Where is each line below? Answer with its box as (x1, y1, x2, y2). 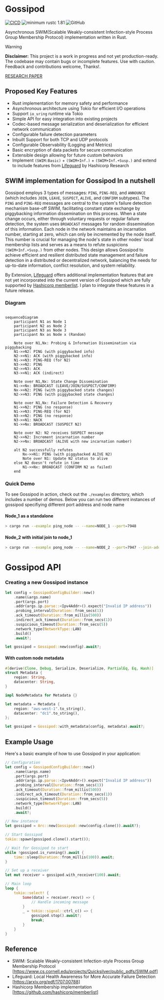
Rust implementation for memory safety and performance (12, 100, 128, 106)
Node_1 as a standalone (5, 513, 54, 519)
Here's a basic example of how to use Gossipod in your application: (5, 750, 141, 756)
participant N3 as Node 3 (14, 327, 67, 333)
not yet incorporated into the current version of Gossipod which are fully (5, 277, 151, 283)
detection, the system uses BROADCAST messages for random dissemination (5, 221, 155, 227)
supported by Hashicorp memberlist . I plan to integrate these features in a (5, 282, 154, 288)
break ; (31, 918, 45, 923)
